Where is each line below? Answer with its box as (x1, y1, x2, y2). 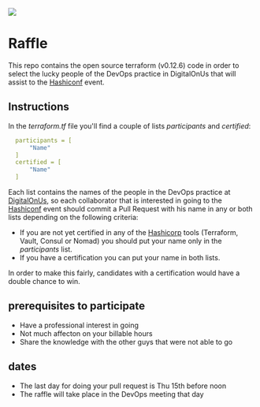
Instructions (8, 100, 69, 114)
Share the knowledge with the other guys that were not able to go (19, 337, 233, 346)
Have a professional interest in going (19, 320, 139, 330)
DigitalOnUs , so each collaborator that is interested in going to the (8, 196, 222, 205)
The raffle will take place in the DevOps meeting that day (19, 389, 204, 398)
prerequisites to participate (8, 300, 146, 313)
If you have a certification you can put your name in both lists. (19, 253, 221, 262)
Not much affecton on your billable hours (19, 328, 153, 338)
